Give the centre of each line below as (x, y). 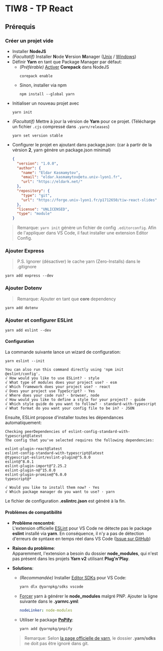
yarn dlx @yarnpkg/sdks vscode (51, 587)
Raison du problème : (34, 548)
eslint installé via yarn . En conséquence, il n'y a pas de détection (78, 534)
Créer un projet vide (29, 41)
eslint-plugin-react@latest (34, 449)
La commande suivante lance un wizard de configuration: (63, 352)
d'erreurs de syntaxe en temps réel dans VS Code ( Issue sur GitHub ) (81, 539)
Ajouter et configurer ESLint (39, 320)
